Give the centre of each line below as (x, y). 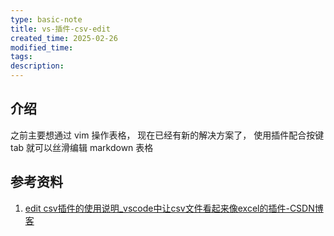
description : (37, 66)
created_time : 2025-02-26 (64, 38)
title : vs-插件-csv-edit (60, 29)
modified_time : (42, 47)
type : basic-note (46, 19)
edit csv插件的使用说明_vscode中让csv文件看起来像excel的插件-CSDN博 (174, 208)
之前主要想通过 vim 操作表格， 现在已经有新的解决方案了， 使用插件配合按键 (167, 135)
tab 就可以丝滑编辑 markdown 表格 (82, 147)
